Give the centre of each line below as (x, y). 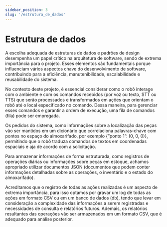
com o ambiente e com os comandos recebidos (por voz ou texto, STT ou (81, 94)
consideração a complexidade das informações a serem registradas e (77, 203)
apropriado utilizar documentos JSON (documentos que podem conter (78, 167)
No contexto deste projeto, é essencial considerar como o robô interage (79, 89)
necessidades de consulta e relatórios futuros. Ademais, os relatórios (77, 208)
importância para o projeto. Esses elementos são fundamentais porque (78, 63)
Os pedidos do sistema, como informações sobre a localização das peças (81, 125)
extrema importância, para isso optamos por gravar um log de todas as (78, 192)
